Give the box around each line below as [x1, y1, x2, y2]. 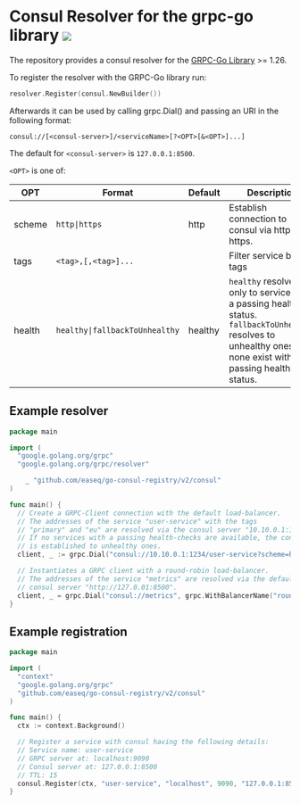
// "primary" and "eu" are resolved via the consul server [17, 525, 242, 535]
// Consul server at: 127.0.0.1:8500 [17, 762, 158, 771]
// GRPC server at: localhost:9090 [17, 754, 150, 763]
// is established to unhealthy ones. [17, 542, 162, 551]
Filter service [229, 249, 284, 261]
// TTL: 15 [17, 770, 58, 780]
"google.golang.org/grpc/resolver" [17, 460, 150, 469]
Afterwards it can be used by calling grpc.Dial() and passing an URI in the [9, 105, 279, 116]
